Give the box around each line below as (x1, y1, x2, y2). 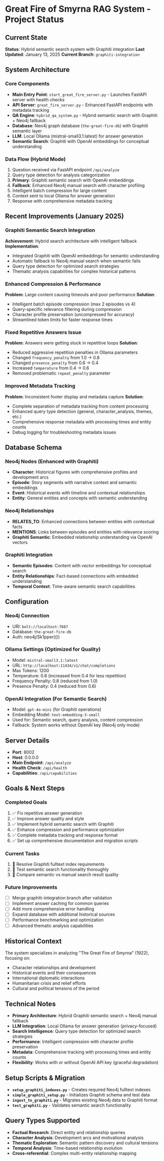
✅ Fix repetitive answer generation (12, 810, 82, 816)
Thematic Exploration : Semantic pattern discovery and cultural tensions (12, 1139, 159, 1146)
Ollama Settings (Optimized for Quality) (5, 646, 101, 653)
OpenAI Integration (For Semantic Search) (5, 695, 107, 702)
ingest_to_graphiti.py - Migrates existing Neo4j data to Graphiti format (12, 1097, 158, 1103)
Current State (5, 33, 47, 42)
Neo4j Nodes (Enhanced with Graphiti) (5, 458, 99, 464)
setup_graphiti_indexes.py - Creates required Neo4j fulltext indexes (12, 1087, 151, 1092)
